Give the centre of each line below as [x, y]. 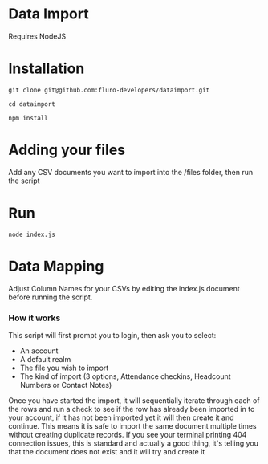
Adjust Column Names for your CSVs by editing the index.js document [124, 288]
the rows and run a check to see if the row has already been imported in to [132, 409]
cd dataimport [32, 104]
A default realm [45, 359]
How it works [35, 318]
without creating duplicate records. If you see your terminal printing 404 [128, 434]
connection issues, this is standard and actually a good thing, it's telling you [134, 443]
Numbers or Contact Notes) [66, 385]
